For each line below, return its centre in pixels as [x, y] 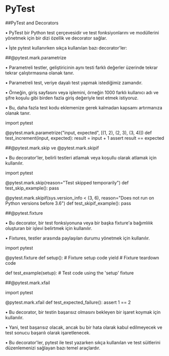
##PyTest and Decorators [32, 23]
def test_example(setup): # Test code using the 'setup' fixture [70, 273]
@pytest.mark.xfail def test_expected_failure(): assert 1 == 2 [68, 302]
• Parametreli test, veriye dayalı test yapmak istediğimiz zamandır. [74, 83]
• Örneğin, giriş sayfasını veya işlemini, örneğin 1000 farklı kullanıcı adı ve [82, 92]
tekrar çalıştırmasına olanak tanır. [40, 73]
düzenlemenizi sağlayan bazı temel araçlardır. [53, 348]
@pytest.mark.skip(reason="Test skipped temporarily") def [67, 182]
